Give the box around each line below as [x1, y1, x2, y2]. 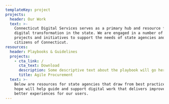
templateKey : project [5, 7, 51, 12]
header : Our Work [10, 16, 46, 21]
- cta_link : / [14, 58, 44, 63]
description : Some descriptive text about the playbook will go [18, 68, 156, 73]
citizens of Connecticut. [14, 40, 69, 45]
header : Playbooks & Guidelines [10, 49, 78, 54]
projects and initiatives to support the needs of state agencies [14, 35, 156, 40]
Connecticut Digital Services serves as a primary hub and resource [14, 26, 161, 31]
